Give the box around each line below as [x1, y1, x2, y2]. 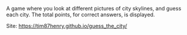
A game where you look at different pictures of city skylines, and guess [6, 5, 182, 12]
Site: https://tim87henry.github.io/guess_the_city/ [6, 23, 127, 29]
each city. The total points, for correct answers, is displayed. [6, 11, 155, 18]
